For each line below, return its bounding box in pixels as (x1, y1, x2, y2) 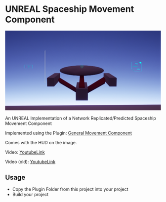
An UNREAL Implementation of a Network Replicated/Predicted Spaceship (5, 115, 157, 121)
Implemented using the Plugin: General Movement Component (5, 130, 132, 136)
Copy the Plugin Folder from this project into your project (12, 186, 128, 192)
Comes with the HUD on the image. (5, 140, 77, 146)
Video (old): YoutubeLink (5, 159, 56, 165)
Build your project (12, 192, 49, 198)
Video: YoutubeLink (5, 149, 45, 155)
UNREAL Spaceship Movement (5, 3, 134, 15)
